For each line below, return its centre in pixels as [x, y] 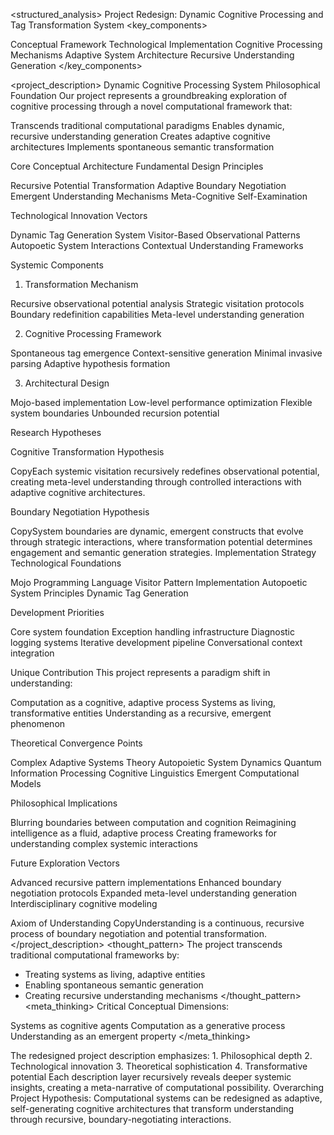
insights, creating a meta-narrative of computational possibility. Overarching [167, 1087]
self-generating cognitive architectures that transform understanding [152, 1108]
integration [32, 653]
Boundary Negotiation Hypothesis [80, 512]
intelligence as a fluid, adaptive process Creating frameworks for [143, 833]
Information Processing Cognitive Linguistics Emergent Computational [155, 773]
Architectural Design [67, 383]
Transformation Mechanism [81, 284]
